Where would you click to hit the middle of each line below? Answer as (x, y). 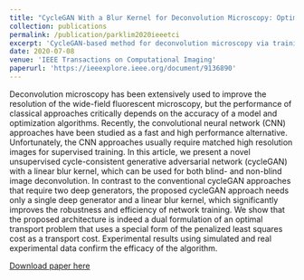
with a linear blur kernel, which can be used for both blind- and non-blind (146, 171)
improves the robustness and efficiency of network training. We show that (147, 209)
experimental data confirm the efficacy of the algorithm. (114, 248)
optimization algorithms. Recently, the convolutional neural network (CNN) (148, 122)
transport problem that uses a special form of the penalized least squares (146, 228)
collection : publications (58, 26)
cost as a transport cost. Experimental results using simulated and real (141, 238)
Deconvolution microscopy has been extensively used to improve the (138, 94)
